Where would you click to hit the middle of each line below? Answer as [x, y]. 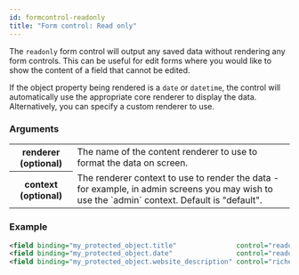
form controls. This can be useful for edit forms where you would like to [141, 61]
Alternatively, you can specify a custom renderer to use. [112, 106]
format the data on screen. [133, 163]
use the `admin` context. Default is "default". [170, 200]
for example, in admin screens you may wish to [175, 190]
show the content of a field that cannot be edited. [100, 70]
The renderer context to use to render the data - [178, 178]
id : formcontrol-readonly [57, 17]
